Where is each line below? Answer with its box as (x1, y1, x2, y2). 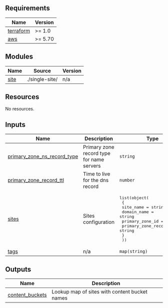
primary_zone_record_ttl (7, 177, 64, 184)
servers (83, 162, 101, 169)
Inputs (5, 120, 26, 129)
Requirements (5, 4, 50, 12)
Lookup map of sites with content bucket (51, 288, 147, 295)
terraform (7, 27, 30, 34)
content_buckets (7, 291, 47, 298)
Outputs (5, 265, 31, 273)
